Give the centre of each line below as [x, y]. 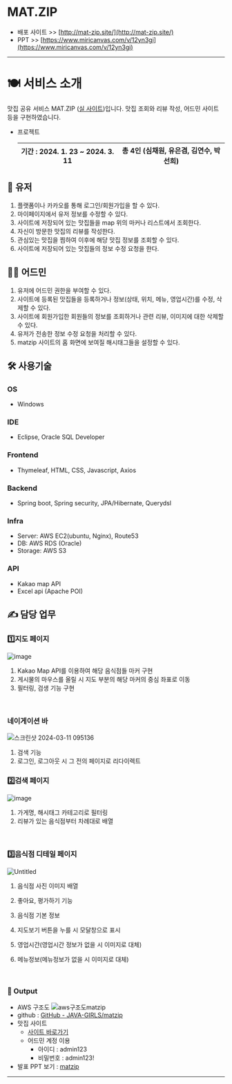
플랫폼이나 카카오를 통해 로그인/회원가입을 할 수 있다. [88, 205]
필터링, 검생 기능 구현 [46, 688]
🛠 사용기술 [29, 366]
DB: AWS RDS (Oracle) [49, 543]
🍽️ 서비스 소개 [45, 84]
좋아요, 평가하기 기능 [45, 901]
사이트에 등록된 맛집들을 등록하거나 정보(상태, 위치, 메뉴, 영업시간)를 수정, [116, 299]
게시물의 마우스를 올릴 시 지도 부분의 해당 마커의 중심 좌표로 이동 [104, 680]
